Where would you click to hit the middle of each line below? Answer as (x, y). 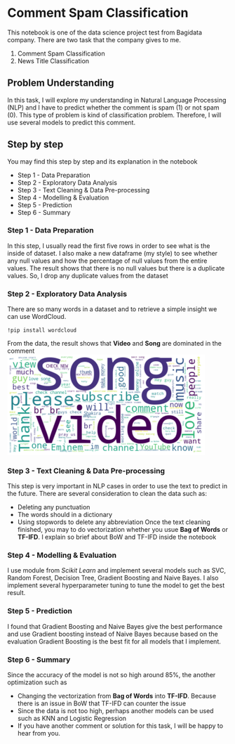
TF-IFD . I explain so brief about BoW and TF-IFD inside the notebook (117, 537)
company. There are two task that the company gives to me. (94, 39)
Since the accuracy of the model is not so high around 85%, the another (112, 675)
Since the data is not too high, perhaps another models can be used (115, 711)
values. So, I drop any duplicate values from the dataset (88, 275)
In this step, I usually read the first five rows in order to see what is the (109, 246)
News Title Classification (53, 60)
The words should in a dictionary (65, 515)
